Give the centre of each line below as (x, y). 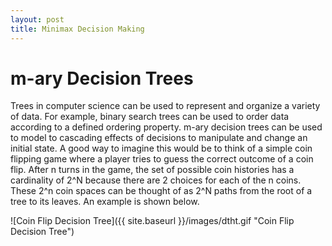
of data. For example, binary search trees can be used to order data (150, 117)
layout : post (37, 19)
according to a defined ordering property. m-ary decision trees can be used (166, 127)
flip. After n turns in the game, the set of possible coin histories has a (152, 170)
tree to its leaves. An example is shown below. (105, 202)
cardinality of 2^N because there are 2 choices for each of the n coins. (156, 180)
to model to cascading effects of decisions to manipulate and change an (159, 138)
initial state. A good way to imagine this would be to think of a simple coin (161, 148)
